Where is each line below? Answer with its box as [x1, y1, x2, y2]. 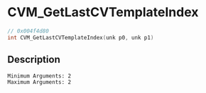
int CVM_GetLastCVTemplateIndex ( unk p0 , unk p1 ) [7, 34, 154, 41]
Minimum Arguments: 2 [7, 72, 72, 80]
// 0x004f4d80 [7, 27, 50, 35]
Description [7, 54, 60, 66]
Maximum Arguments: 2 [7, 78, 72, 85]
